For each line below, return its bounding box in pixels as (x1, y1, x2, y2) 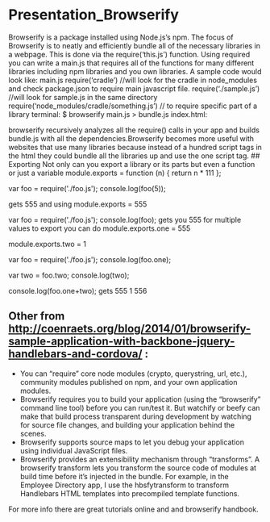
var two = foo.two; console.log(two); (8, 270, 130, 280)
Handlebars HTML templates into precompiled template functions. (19, 488, 240, 498)
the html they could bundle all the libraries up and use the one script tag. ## (8, 151, 260, 161)
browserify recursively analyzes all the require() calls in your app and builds (8, 125, 260, 135)
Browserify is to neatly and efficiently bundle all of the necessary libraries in (8, 40, 260, 50)
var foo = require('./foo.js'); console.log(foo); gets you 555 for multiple (8, 215, 242, 224)
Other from (8, 309, 65, 324)
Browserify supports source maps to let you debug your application (19, 437, 244, 447)
